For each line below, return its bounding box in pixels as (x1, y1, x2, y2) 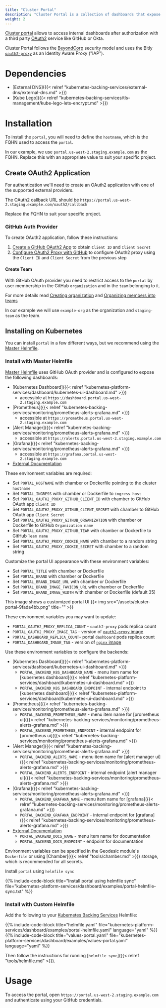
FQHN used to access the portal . (5, 139, 73, 145)
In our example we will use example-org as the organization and (5, 307, 134, 313)
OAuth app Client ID (12, 501, 56, 507)
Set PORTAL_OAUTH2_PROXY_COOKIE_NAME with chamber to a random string (12, 538, 158, 544)
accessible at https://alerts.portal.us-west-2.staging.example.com (19, 435, 162, 441)
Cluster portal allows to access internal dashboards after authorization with (5, 30, 159, 36)
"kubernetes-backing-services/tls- (58, 95, 130, 101)
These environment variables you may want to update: (5, 613, 116, 620)
